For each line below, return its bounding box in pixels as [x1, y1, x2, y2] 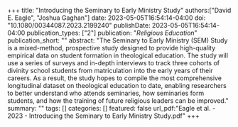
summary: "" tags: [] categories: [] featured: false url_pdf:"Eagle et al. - [7, 104, 215, 112]
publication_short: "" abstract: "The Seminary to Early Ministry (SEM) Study [7, 36, 228, 45]
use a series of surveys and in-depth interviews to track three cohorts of [7, 59, 220, 67]
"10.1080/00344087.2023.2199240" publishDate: [7, 21, 151, 29]
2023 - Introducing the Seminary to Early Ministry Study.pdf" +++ [7, 111, 200, 120]
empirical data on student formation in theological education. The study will [7, 51, 229, 60]
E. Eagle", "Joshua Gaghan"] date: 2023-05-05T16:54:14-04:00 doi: [7, 13, 206, 22]
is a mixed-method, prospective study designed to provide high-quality [7, 44, 216, 52]
